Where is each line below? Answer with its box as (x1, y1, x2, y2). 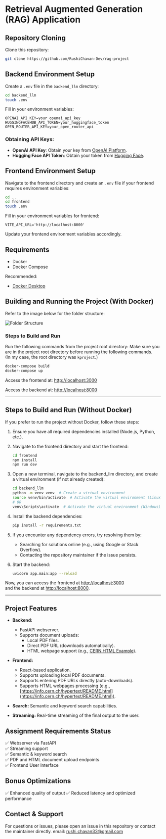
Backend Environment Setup (5, 70, 95, 79)
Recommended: (5, 273, 38, 279)
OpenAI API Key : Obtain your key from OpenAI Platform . (12, 147, 127, 153)
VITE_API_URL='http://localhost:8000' (5, 223, 85, 228)
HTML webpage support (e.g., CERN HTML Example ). (27, 648, 137, 654)
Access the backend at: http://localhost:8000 (5, 387, 97, 393)
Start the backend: (12, 561, 50, 567)
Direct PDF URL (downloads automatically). (27, 643, 115, 649)
